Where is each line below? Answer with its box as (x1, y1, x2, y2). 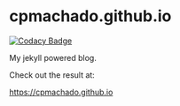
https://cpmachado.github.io (9, 87, 113, 97)
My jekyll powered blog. (9, 52, 98, 63)
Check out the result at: (9, 69, 95, 80)
